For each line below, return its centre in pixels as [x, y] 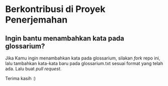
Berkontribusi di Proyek [55, 9]
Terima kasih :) [21, 78]
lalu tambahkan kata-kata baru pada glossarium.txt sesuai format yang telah [84, 63]
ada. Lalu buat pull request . [33, 69]
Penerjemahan [36, 20]
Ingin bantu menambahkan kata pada [65, 38]
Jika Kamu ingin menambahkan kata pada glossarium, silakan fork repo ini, [83, 58]
